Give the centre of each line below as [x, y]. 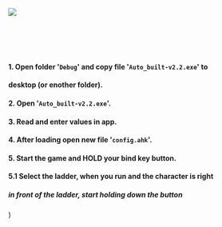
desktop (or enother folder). [55, 85]
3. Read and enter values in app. [63, 121]
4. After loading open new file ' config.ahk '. [80, 140]
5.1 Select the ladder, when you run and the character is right [111, 177]
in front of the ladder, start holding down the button [95, 194]
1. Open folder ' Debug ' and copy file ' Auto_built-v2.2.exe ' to [108, 66]
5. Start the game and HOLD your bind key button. [93, 158]
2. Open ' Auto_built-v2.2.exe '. [60, 103]
